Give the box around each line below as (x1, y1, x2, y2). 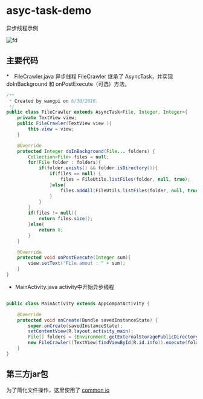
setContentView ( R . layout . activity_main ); (28, 328, 134, 334)
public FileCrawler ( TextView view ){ (17, 120, 112, 127)
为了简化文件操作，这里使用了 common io (6, 386, 110, 394)
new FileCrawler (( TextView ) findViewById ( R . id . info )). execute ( (28, 340, 188, 346)
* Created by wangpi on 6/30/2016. (8, 98, 98, 104)
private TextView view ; (17, 115, 77, 121)
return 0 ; (38, 227, 63, 233)
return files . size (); (38, 216, 94, 222)
